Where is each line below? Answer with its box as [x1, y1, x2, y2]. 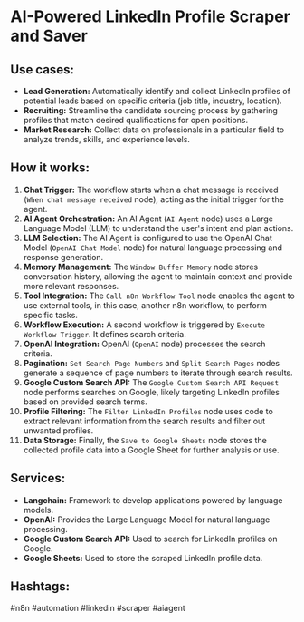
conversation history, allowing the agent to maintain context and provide [23, 270, 293, 282]
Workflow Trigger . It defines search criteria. [23, 328, 186, 339]
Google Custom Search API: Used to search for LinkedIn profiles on [23, 533, 279, 544]
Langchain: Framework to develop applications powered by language [23, 494, 283, 505]
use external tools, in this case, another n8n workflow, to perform [23, 299, 268, 310]
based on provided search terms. [23, 396, 147, 407]
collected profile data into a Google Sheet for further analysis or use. [23, 444, 280, 455]
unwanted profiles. [23, 424, 94, 436]
